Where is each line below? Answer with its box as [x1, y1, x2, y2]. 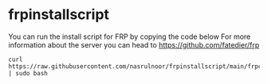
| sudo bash [8, 69, 48, 77]
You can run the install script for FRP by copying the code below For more [8, 32, 251, 41]
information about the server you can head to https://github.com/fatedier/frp [8, 40, 260, 49]
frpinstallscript [8, 6, 110, 24]
